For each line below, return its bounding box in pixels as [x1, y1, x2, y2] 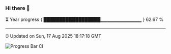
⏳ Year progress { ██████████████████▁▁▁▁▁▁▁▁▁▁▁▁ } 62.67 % [5, 16, 164, 22]
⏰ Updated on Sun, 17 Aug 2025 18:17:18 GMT [5, 33, 102, 39]
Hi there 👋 [5, 5, 31, 12]
